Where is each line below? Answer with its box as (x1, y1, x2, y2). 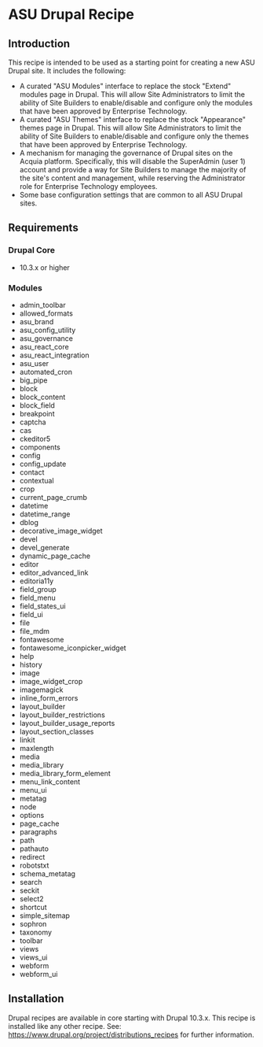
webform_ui (19, 969, 58, 979)
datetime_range (19, 509, 71, 519)
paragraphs (19, 827, 57, 836)
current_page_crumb (19, 492, 88, 501)
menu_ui (19, 785, 47, 794)
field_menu (19, 593, 57, 602)
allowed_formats (19, 309, 73, 318)
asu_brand (19, 316, 54, 326)
